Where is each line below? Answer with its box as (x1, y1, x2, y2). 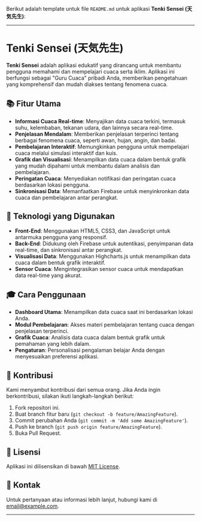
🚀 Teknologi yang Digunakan (6, 211, 115, 221)
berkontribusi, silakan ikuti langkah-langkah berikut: (6, 392, 134, 400)
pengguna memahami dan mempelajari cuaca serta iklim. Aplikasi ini (6, 68, 175, 75)
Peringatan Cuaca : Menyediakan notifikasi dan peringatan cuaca (14, 175, 176, 182)
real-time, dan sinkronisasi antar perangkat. (14, 246, 123, 253)
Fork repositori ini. (14, 404, 60, 412)
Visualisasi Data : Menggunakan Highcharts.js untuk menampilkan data (14, 252, 190, 260)
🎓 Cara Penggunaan (6, 290, 86, 300)
